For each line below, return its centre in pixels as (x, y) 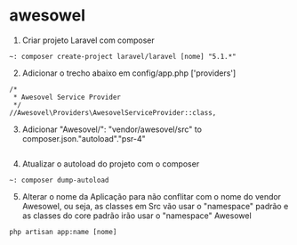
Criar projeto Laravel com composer (88, 40)
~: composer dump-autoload (59, 180)
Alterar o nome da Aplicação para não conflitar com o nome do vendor (152, 196)
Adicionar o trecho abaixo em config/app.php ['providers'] (129, 73)
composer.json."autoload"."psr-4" (84, 138)
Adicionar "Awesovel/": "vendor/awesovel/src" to (112, 129)
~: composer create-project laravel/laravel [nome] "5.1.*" (123, 56)
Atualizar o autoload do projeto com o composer (111, 163)
